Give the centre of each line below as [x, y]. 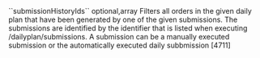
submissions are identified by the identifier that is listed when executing [128, 28]
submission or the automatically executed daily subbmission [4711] [119, 45]
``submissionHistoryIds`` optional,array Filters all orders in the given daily [130, 11]
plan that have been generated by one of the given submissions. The [123, 19]
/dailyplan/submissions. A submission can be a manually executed [119, 37]
